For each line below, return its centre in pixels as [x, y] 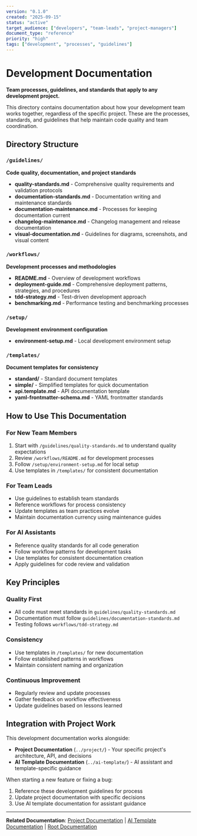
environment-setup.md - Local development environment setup [93, 341]
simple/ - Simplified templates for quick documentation [81, 385]
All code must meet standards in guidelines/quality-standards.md [95, 612]
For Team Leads [29, 486]
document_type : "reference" [40, 33]
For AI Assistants [31, 532]
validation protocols [38, 190]
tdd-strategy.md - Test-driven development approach [80, 297]
